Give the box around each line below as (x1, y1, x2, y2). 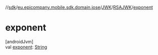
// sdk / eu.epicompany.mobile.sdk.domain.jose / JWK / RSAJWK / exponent (5, 5, 153, 10)
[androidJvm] (5, 38, 34, 44)
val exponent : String (5, 44, 47, 50)
